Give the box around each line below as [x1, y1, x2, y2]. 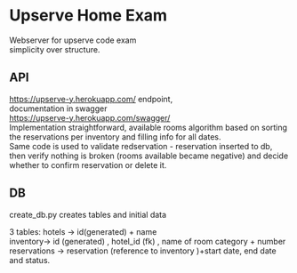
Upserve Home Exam [9, 5, 167, 26]
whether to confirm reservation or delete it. [9, 159, 167, 170]
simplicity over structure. [9, 44, 100, 54]
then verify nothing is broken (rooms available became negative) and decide [9, 150, 289, 161]
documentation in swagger [9, 103, 108, 114]
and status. [9, 254, 51, 265]
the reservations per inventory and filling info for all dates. [9, 131, 221, 142]
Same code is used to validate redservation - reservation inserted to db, [9, 141, 273, 151]
